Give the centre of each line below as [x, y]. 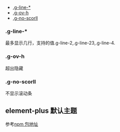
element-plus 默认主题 [41, 111]
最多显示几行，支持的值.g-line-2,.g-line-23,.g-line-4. [60, 43]
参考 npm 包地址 [22, 124]
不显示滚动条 [19, 93]
